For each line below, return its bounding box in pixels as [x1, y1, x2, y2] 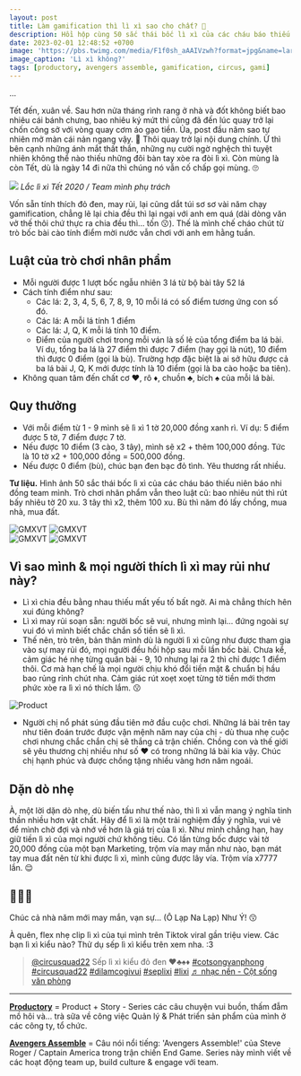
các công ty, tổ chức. [9, 1020, 88, 1031]
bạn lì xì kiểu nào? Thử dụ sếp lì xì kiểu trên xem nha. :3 [9, 939, 214, 950]
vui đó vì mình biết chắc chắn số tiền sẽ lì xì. [21, 625, 185, 637]
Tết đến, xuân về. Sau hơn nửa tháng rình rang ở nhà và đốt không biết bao [9, 105, 287, 116]
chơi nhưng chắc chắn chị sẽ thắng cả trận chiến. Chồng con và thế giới [21, 736, 288, 747]
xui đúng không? [21, 606, 85, 617]
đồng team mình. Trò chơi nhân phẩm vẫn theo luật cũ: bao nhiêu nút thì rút [9, 487, 288, 498]
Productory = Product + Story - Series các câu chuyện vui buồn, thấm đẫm [9, 1001, 288, 1011]
